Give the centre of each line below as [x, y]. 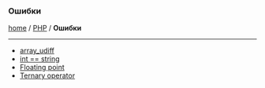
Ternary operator [47, 75]
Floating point [42, 68]
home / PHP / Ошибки [45, 28]
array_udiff [37, 51]
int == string [40, 59]
